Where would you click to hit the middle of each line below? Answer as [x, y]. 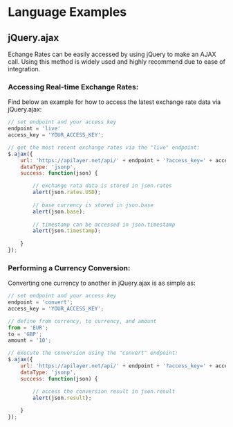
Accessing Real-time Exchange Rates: [73, 87]
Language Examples [67, 12]
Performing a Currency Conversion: [69, 268]
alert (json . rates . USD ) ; [67, 192]
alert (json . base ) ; [59, 211]
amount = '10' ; [30, 340]
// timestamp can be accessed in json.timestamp [104, 225]
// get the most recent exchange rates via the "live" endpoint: [104, 147]
